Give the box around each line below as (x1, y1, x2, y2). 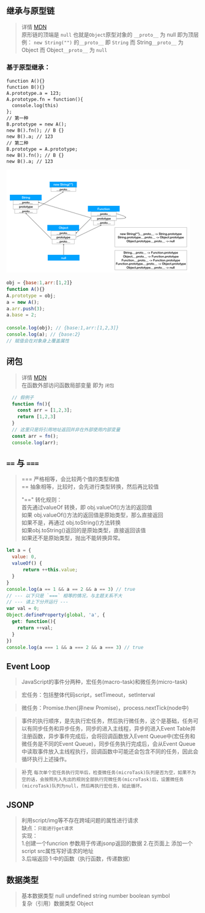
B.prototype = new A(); (6, 121, 67, 127)
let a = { (6, 547, 32, 554)
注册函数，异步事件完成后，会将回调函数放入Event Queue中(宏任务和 (21, 732, 196, 740)
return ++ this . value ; (22, 567, 78, 573)
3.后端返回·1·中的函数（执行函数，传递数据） (21, 855, 133, 862)
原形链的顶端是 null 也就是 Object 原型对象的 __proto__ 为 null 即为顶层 (21, 31, 199, 38)
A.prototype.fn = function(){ (6, 97, 84, 103)
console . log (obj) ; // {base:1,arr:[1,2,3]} (6, 325, 119, 331)
